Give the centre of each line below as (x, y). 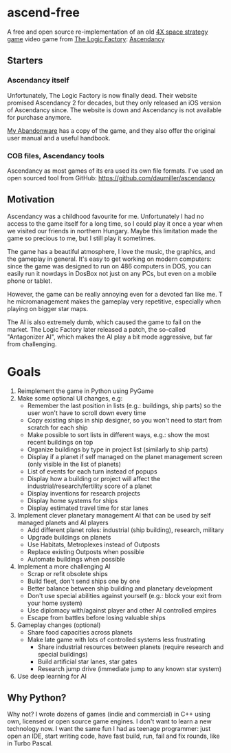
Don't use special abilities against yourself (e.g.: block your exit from (124, 595)
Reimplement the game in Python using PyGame (85, 391)
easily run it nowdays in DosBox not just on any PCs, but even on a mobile (112, 273)
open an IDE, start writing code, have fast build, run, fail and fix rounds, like (113, 736)
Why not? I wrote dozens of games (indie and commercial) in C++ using (109, 714)
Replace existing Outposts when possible (86, 551)
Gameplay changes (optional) (59, 625)
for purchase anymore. (40, 117)
